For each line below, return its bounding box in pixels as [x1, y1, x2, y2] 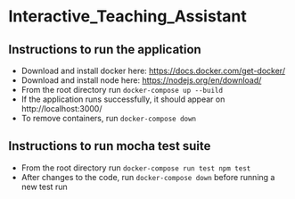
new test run [20, 181, 68, 192]
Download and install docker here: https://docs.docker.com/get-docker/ [20, 65, 286, 76]
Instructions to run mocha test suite [8, 138, 211, 153]
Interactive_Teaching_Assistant [8, 6, 247, 27]
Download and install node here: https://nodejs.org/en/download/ [20, 75, 262, 86]
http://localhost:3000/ [20, 104, 102, 113]
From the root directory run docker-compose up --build [20, 85, 224, 95]
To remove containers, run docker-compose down [20, 113, 197, 123]
